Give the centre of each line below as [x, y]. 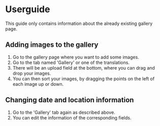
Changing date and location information [70, 100]
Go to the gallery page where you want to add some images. [76, 57]
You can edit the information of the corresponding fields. [72, 117]
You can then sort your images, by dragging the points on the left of [84, 78]
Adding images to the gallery [52, 45]
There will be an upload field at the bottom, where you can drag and [84, 68]
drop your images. [32, 73]
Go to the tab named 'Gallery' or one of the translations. [71, 62]
